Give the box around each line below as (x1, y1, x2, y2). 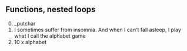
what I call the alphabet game (14, 32, 86, 39)
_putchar (14, 20, 36, 27)
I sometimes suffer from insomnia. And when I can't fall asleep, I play (14, 26, 182, 33)
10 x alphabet (14, 38, 47, 45)
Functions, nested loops (5, 5, 96, 14)
